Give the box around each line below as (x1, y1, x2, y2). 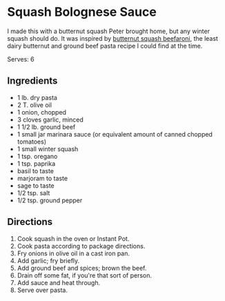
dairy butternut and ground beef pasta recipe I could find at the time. (7, 41, 203, 50)
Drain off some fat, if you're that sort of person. (17, 271, 153, 280)
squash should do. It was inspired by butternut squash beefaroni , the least (7, 34, 219, 42)
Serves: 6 (7, 55, 35, 63)
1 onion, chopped (17, 108, 67, 116)
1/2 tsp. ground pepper (17, 196, 83, 204)
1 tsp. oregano (17, 152, 58, 160)
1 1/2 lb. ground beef (17, 122, 76, 131)
